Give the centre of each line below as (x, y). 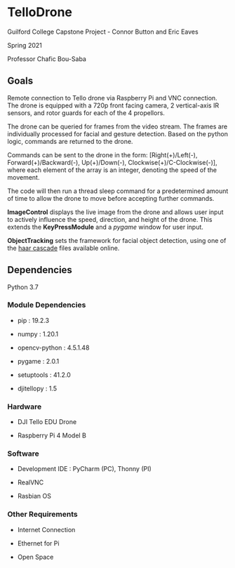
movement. (23, 177)
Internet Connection (46, 529)
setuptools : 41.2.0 (44, 375)
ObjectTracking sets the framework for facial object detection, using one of (117, 240)
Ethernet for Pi (38, 543)
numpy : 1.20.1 (38, 333)
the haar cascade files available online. (63, 248)
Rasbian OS (34, 496)
